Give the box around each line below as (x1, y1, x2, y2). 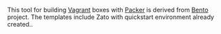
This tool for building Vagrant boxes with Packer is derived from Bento (7, 6, 209, 14)
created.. (7, 20, 33, 28)
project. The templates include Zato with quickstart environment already (7, 13, 215, 21)
